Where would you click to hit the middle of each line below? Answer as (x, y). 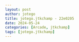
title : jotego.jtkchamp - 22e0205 (40, 18)
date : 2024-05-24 (22, 23)
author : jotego (20, 14)
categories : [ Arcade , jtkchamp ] (37, 28)
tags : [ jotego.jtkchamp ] (30, 32)
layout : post (18, 9)
